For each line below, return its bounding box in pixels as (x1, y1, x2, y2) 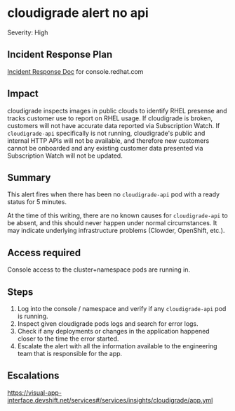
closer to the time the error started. (17, 334, 119, 343)
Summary (7, 171, 51, 184)
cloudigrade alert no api (7, 5, 149, 21)
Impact (7, 88, 39, 100)
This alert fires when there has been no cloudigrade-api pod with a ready (7, 190, 220, 198)
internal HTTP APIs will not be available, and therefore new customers (7, 136, 210, 145)
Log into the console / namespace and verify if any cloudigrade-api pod (17, 305, 227, 312)
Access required (7, 246, 81, 258)
